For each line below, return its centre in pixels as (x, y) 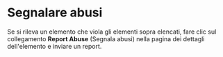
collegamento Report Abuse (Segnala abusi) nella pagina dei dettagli (106, 38)
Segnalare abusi (55, 13)
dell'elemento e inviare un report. (55, 46)
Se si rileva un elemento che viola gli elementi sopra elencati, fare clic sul (112, 32)
